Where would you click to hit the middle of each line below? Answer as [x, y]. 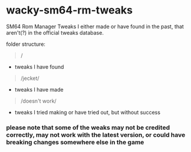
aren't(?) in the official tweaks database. [55, 32]
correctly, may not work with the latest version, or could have [96, 134]
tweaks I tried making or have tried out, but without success [88, 112]
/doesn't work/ [39, 101]
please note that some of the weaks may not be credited [88, 127]
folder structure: [26, 44]
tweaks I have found [39, 67]
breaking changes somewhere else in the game [75, 142]
